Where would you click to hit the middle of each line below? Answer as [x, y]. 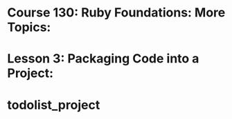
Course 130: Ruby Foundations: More [116, 13]
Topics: [29, 27]
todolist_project [54, 105]
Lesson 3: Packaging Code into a [103, 59]
